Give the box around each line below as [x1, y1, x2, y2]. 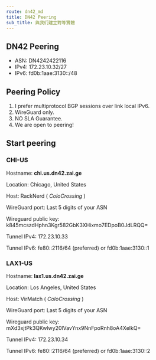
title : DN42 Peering [6, 14, 57, 20]
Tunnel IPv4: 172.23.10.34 [6, 336, 69, 343]
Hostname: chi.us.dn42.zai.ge [6, 169, 82, 176]
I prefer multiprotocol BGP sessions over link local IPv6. [14, 103, 149, 109]
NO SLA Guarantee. [14, 115, 63, 122]
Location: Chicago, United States [6, 181, 87, 188]
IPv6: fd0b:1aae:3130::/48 [14, 70, 78, 77]
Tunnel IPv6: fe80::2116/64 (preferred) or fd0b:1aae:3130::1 [6, 244, 149, 251]
